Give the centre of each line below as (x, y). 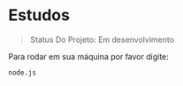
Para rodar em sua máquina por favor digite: (88, 56)
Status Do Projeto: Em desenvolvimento (102, 39)
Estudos (39, 15)
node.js (23, 72)
